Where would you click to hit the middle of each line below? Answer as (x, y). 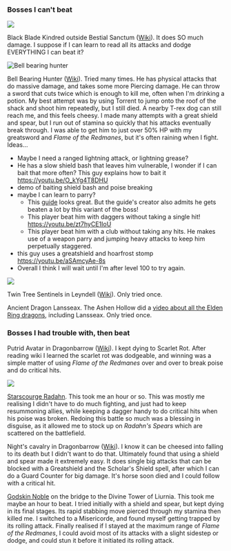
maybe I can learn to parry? (56, 195)
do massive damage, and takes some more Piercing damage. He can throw (114, 86)
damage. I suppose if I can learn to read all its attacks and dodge (99, 45)
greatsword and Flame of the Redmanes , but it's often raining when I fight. (113, 138)
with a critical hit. (31, 483)
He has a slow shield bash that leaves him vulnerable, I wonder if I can (117, 166)
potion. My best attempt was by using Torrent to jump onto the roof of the (112, 101)
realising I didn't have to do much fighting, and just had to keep (97, 403)
